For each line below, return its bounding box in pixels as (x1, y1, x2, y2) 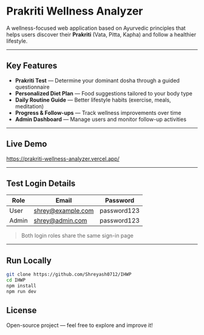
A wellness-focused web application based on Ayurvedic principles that (6, 24, 186, 32)
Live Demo (6, 139, 47, 150)
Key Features (6, 61, 58, 71)
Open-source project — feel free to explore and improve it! (6, 321, 153, 329)
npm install (6, 283, 36, 289)
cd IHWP (6, 277, 26, 283)
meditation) (15, 102, 44, 110)
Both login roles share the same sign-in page (21, 232, 134, 240)
